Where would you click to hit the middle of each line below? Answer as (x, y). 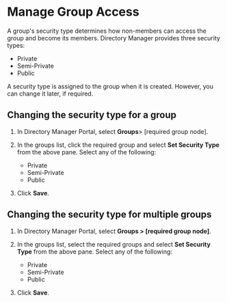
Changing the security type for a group (92, 115)
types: (16, 45)
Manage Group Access (73, 12)
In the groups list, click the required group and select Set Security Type (118, 145)
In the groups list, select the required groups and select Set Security (113, 244)
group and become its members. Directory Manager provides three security (114, 38)
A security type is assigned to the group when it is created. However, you (110, 86)
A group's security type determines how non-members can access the (107, 31)
